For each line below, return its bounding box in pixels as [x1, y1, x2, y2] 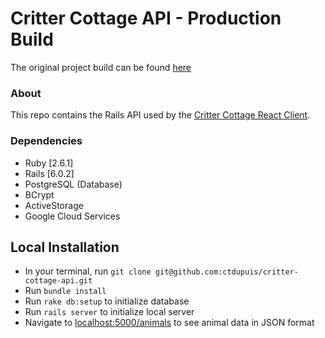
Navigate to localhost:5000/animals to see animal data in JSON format [24, 317, 315, 329]
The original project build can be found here [10, 61, 192, 73]
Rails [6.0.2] [24, 167, 75, 179]
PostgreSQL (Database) [24, 178, 123, 190]
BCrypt [24, 188, 55, 201]
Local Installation [10, 238, 120, 256]
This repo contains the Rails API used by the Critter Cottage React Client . [10, 109, 311, 121]
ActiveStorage [24, 199, 84, 211]
